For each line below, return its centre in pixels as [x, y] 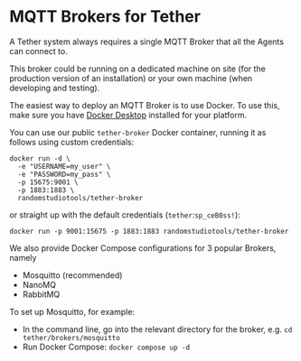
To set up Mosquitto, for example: [72, 311]
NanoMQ [39, 284]
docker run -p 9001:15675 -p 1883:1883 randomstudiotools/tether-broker [149, 231]
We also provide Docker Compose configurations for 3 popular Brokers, [143, 248]
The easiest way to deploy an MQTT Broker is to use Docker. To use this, [145, 105]
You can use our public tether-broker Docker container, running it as [138, 132]
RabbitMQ [41, 294]
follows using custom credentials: [72, 142]
